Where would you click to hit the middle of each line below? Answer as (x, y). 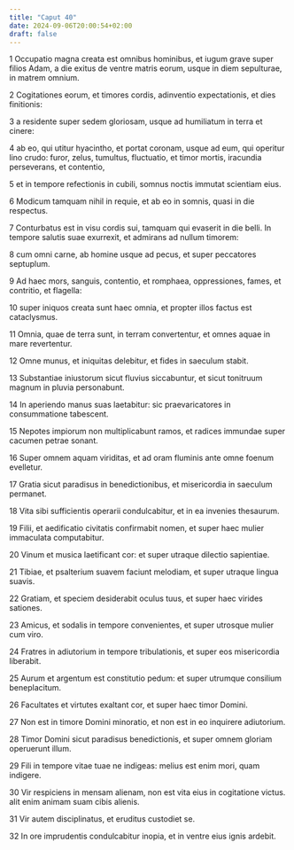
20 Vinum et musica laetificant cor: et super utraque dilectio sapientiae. (139, 555)
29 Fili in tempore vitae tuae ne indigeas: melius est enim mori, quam (135, 766)
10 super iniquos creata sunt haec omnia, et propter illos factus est (131, 308)
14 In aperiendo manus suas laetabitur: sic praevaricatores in (120, 405)
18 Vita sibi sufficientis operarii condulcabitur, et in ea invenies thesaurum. (145, 511)
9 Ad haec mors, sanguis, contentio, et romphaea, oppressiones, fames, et (145, 281)
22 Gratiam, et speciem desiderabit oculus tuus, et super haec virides (136, 598)
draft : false (33, 34)
